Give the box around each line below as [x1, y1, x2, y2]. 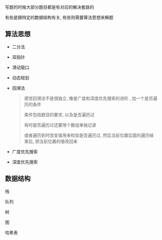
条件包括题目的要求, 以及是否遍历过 [24, 112, 95, 117]
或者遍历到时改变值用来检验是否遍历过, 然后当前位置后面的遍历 [24, 132, 150, 138]
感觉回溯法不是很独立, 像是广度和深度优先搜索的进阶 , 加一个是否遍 [24, 95, 158, 101]
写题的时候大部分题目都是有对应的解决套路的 [5, 4, 94, 10]
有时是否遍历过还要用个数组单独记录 [24, 122, 97, 128]
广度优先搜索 [12, 148, 38, 154]
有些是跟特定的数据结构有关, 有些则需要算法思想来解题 [5, 15, 114, 20]
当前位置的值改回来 [39, 138, 78, 144]
